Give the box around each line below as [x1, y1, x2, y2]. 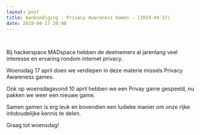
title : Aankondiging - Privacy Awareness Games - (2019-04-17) [6, 15, 171, 21]
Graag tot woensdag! [6, 122, 59, 129]
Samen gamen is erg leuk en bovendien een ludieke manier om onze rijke [6, 103, 190, 111]
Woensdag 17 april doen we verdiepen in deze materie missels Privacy [6, 67, 183, 74]
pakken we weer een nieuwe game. [6, 92, 96, 99]
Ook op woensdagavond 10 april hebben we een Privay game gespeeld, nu [6, 85, 195, 92]
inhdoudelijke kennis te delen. [6, 110, 81, 117]
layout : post [6, 9, 40, 15]
